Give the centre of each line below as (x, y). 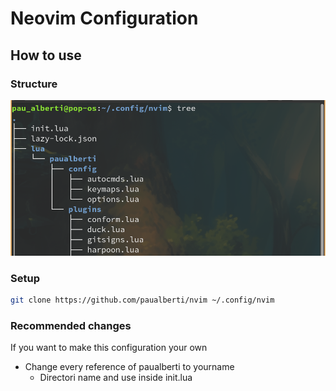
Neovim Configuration (104, 18)
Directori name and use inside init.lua (116, 378)
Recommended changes (71, 325)
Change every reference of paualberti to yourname (129, 367)
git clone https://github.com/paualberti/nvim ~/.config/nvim (142, 300)
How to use (46, 55)
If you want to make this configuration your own (109, 348)
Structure (34, 84)
